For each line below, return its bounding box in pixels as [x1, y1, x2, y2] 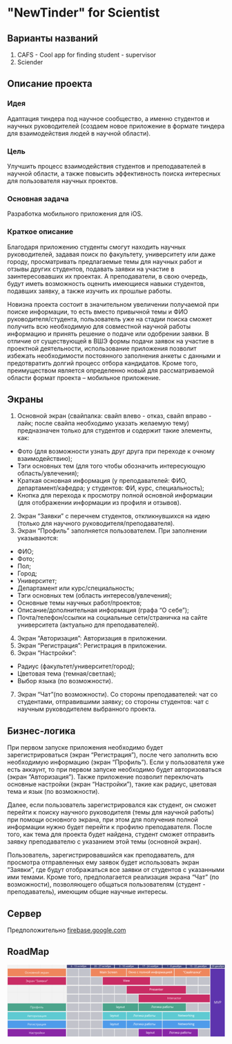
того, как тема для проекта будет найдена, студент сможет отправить [7, 831, 215, 839]
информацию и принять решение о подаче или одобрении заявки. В [7, 330, 209, 338]
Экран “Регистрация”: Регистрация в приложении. [17, 641, 167, 650]
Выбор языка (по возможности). [17, 677, 113, 685]
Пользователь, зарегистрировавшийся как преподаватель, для [7, 851, 195, 860]
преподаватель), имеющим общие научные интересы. [7, 888, 168, 896]
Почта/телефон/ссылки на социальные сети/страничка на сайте [17, 614, 208, 622]
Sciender [17, 58, 43, 66]
